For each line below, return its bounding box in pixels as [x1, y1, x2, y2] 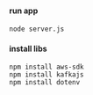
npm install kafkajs [9, 70, 85, 79]
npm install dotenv [9, 78, 81, 87]
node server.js [9, 25, 65, 33]
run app [9, 5, 39, 16]
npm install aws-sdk [9, 62, 85, 72]
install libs [9, 43, 47, 54]
